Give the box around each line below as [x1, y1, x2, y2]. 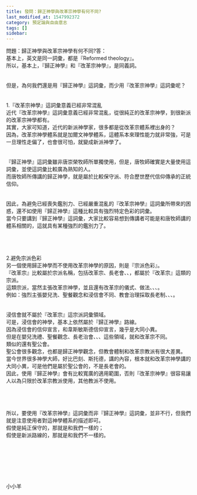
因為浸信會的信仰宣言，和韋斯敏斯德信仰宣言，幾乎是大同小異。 [6, 326, 160, 333]
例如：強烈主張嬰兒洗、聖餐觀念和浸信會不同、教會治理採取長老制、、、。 [6, 292, 178, 299]
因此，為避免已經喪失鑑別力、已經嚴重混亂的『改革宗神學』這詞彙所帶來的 [6, 200, 186, 208]
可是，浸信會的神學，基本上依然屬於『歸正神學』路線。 [6, 319, 140, 326]
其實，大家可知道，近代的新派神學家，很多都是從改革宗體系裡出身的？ [6, 124, 176, 131]
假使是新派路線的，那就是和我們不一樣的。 [6, 432, 109, 439]
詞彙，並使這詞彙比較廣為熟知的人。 [6, 166, 94, 173]
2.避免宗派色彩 [6, 255, 42, 262]
